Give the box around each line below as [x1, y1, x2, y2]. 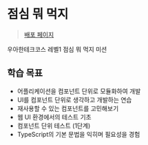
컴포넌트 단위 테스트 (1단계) [17, 122, 91, 130]
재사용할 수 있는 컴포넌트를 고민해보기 [17, 104, 119, 113]
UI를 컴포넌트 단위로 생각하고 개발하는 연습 [17, 95, 132, 104]
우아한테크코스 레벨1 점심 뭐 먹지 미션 [7, 45, 107, 53]
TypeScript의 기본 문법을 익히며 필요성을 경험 [17, 130, 140, 138]
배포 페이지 [23, 30, 54, 39]
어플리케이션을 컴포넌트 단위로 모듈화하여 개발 [17, 87, 141, 95]
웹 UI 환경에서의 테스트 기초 [17, 113, 92, 121]
